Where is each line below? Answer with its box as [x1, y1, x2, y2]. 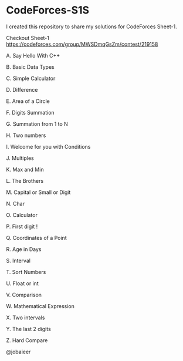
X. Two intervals [6, 314, 45, 321]
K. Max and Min [6, 166, 44, 173]
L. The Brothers [6, 177, 44, 184]
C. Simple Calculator [6, 75, 56, 82]
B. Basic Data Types [6, 63, 55, 71]
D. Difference [6, 86, 38, 93]
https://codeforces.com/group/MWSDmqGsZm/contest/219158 [6, 41, 158, 48]
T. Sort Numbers [6, 268, 46, 275]
